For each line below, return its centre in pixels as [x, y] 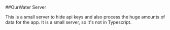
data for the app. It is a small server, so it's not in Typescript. [69, 22]
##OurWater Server [26, 7]
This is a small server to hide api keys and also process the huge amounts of [85, 17]
